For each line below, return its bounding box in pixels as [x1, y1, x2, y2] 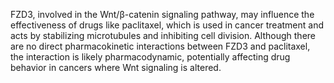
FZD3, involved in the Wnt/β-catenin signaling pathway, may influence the [10, 9, 315, 20]
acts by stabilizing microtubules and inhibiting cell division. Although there [10, 30, 316, 41]
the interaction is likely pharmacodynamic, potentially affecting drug [10, 51, 291, 63]
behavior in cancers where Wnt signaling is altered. [10, 62, 222, 73]
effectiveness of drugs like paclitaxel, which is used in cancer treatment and [10, 19, 325, 31]
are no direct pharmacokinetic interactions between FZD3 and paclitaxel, [10, 40, 311, 52]
